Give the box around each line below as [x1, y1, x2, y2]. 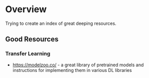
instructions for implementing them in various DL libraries [12, 67, 132, 73]
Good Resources [5, 35, 59, 44]
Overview [5, 4, 47, 15]
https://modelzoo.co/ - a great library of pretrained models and [12, 62, 144, 68]
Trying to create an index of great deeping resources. [5, 20, 117, 26]
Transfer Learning [5, 50, 51, 57]
